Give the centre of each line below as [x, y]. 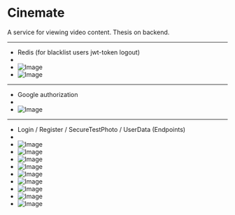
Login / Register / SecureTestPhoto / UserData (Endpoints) [101, 129]
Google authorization [48, 94]
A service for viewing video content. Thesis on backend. [88, 32]
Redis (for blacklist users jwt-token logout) [79, 52]
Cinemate [36, 13]
